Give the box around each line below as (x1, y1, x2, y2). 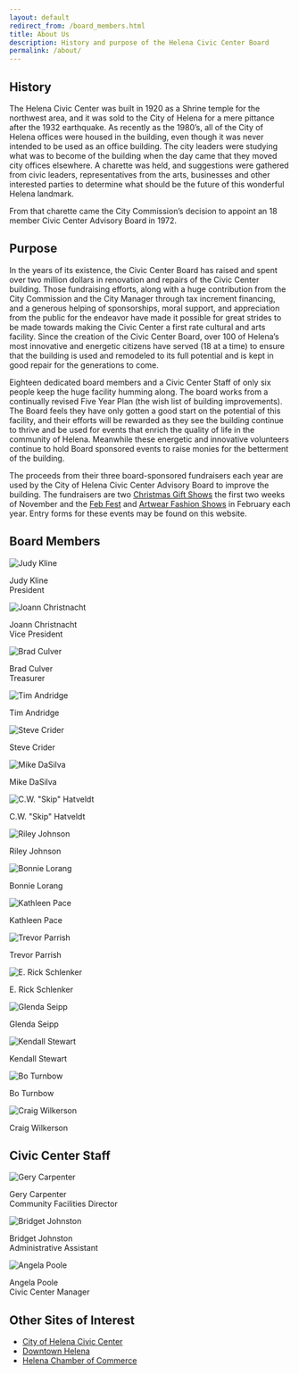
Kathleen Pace (9, 914, 63, 925)
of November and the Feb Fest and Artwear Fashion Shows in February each (9, 498, 291, 509)
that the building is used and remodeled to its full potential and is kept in (9, 350, 274, 361)
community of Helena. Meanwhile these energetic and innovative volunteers (9, 434, 290, 445)
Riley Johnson (9, 845, 62, 856)
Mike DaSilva (9, 776, 57, 787)
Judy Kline (9, 575, 49, 586)
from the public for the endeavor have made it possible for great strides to (9, 312, 282, 322)
